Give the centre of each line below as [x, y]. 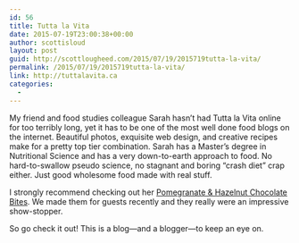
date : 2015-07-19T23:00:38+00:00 [71, 34]
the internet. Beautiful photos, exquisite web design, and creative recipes [144, 137]
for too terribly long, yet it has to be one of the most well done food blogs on [149, 127]
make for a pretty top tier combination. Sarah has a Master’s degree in [138, 146]
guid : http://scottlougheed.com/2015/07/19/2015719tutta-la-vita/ [135, 59]
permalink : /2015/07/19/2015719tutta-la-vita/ [97, 68]
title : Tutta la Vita [50, 26]
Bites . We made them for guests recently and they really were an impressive [149, 201]
